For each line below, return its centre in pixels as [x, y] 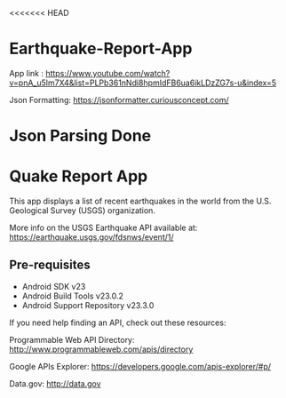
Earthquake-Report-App [101, 49]
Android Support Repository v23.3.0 [88, 305]
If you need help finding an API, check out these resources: [118, 322]
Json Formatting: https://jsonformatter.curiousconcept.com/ [119, 99]
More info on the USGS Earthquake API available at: [103, 228]
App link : [27, 73]
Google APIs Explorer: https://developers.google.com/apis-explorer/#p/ [140, 366]
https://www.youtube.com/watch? [108, 73]
